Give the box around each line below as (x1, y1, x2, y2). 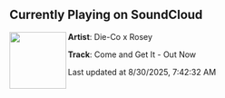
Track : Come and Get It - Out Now (67, 49, 197, 60)
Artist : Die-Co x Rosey (67, 31, 152, 42)
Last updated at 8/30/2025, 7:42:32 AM (67, 66, 217, 77)
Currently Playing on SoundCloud (9, 7, 203, 23)
